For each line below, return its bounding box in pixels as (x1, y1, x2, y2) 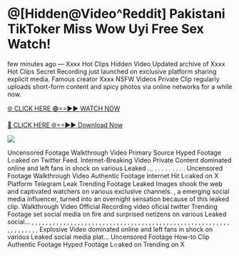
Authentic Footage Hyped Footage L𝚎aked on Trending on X (7, 240, 185, 248)
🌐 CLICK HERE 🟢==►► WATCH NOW (7, 104, 121, 113)
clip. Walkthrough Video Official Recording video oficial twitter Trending (7, 202, 218, 210)
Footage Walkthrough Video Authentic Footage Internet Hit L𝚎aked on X (7, 171, 219, 180)
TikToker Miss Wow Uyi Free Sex (7, 21, 205, 37)
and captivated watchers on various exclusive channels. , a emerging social (7, 187, 230, 195)
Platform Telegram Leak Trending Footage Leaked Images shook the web (7, 179, 223, 188)
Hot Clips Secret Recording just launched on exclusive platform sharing (7, 67, 217, 76)
